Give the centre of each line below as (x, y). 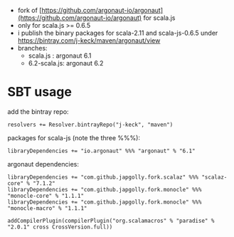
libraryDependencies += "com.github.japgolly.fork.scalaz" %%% (103, 177)
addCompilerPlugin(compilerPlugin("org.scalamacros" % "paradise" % (111, 221)
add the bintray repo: (38, 111)
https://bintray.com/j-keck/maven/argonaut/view (89, 41)
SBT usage (40, 92)
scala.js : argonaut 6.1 (60, 56)
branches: (32, 48)
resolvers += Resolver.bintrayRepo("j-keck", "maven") (90, 125)
